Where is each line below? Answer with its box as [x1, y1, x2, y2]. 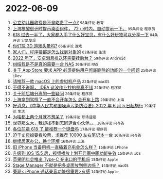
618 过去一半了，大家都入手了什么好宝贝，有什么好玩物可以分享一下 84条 [12, 32, 158, 37]
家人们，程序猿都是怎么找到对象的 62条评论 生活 [12, 49, 106, 55]
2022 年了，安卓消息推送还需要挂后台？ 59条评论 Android [12, 55, 126, 61]
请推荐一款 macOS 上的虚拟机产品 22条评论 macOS [12, 78, 110, 84]
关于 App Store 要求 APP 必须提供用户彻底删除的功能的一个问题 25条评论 [12, 67, 156, 73]
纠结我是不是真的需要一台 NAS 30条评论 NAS [12, 61, 99, 67]
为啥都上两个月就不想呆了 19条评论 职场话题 [12, 114, 96, 119]
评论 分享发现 [12, 38, 36, 43]
